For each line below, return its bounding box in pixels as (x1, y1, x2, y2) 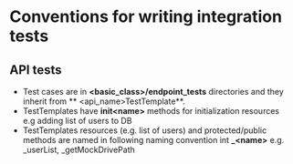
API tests (9, 62, 62, 77)
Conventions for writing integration (9, 6, 283, 27)
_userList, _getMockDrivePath (22, 144, 135, 155)
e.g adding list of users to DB (22, 116, 132, 126)
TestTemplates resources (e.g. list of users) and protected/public (22, 125, 267, 136)
